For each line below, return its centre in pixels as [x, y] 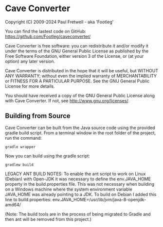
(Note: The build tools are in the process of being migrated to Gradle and [78, 214]
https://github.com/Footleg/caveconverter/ [48, 36]
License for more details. [30, 86]
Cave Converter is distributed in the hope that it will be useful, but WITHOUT [82, 70]
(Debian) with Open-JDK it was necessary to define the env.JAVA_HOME [78, 179]
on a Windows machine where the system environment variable [69, 189]
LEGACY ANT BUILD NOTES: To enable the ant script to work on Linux [75, 174]
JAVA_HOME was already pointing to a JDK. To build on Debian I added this [81, 194]
